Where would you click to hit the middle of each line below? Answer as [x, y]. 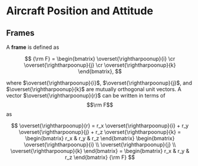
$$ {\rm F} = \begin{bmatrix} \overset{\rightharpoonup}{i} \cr [100, 59]
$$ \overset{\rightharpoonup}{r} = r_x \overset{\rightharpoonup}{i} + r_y [100, 126]
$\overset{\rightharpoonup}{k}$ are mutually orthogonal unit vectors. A [94, 89]
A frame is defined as [33, 47]
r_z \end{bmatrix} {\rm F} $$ [100, 157]
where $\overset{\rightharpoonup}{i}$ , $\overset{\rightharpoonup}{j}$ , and [99, 83]
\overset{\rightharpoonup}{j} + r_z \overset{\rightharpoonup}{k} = [100, 132]
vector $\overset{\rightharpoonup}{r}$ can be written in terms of [86, 95]
